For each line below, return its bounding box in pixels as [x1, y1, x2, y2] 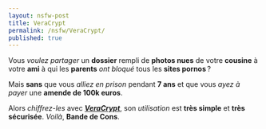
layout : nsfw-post [8, 11, 69, 20]
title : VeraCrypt [8, 19, 66, 27]
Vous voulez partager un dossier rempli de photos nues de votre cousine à [8, 56, 258, 65]
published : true [8, 33, 62, 42]
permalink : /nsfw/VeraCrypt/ [8, 26, 105, 34]
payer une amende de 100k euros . [8, 88, 123, 98]
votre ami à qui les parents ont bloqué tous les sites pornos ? [8, 64, 212, 74]
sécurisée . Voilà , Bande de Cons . [8, 112, 120, 122]
